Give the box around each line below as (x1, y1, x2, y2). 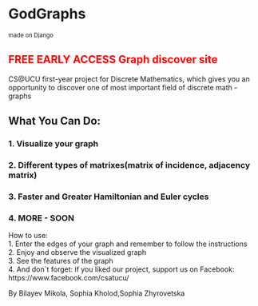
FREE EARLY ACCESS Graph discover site (8, 53, 218, 66)
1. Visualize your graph (8, 138, 98, 149)
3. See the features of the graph (8, 256, 113, 266)
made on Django (8, 31, 54, 39)
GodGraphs (8, 5, 86, 23)
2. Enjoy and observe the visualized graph (8, 248, 147, 257)
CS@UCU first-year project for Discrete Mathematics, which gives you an (8, 74, 250, 84)
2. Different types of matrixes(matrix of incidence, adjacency (8, 159, 250, 170)
